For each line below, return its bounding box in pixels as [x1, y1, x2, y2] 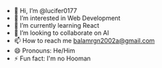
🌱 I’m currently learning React [13, 22, 100, 29]
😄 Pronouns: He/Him [13, 46, 75, 55]
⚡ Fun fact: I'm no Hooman [13, 54, 91, 62]
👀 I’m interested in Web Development [13, 14, 121, 22]
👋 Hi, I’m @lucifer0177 [13, 7, 78, 15]
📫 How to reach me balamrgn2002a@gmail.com [13, 37, 155, 44]
